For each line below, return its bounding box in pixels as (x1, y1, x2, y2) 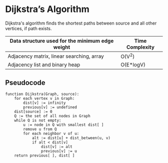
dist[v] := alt (40, 144, 72, 149)
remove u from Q (23, 127, 57, 132)
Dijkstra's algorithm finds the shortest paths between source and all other (5, 20, 157, 26)
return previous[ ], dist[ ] (14, 153, 75, 158)
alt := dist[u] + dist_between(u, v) (31, 135, 111, 141)
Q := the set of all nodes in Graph (14, 114, 91, 119)
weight (53, 44, 70, 51)
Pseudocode (5, 78, 46, 87)
